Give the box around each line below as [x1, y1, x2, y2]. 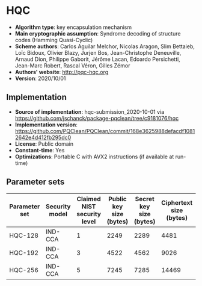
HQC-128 [9, 231, 39, 240]
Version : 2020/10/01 [14, 75, 66, 82]
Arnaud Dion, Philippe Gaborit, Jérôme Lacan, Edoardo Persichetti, [14, 55, 180, 63]
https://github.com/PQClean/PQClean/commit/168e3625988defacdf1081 [14, 127, 195, 134]
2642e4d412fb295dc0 [14, 134, 72, 141]
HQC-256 [9, 266, 39, 274]
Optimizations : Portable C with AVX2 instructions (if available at [14, 153, 174, 160]
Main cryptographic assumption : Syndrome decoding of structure [14, 30, 181, 37]
